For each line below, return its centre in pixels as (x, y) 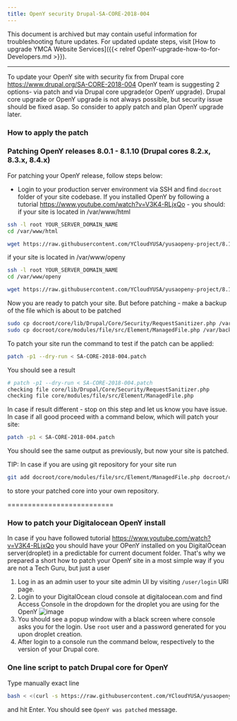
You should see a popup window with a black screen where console (116, 619)
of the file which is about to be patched (64, 310)
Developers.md (29, 56)
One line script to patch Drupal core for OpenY (88, 667)
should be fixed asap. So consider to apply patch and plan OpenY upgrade (116, 107)
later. (15, 114)
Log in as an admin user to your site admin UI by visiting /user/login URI (123, 582)
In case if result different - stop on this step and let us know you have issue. (117, 409)
